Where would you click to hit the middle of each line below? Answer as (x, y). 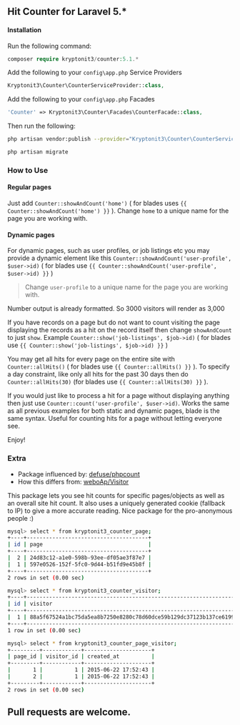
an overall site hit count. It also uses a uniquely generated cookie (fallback (116, 503)
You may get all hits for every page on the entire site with (91, 359)
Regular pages (29, 187)
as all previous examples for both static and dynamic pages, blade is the (114, 411)
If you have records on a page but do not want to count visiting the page (114, 322)
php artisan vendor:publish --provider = (69, 139)
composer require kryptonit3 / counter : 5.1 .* (73, 59)
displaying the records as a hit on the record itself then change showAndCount (120, 330)
